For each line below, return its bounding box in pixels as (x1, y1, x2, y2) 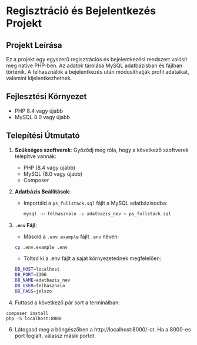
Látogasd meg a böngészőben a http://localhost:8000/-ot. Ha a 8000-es (14, 326, 191, 333)
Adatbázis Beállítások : (14, 188, 71, 195)
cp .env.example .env (14, 244, 68, 250)
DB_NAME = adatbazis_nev (14, 277, 71, 284)
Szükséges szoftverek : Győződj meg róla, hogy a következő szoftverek (14, 146, 189, 153)
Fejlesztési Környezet (6, 91, 87, 101)
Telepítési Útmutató (6, 131, 81, 141)
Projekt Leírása (6, 40, 63, 50)
